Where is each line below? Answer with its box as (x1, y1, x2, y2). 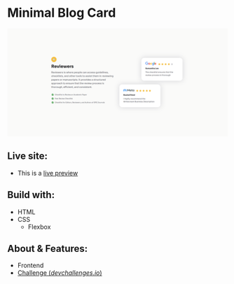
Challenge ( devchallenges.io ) (17, 269, 103, 277)
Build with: (7, 189, 55, 201)
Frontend (17, 261, 44, 270)
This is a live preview (17, 169, 78, 177)
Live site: (7, 150, 48, 162)
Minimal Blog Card (7, 5, 116, 21)
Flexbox (27, 222, 51, 231)
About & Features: (7, 243, 88, 255)
